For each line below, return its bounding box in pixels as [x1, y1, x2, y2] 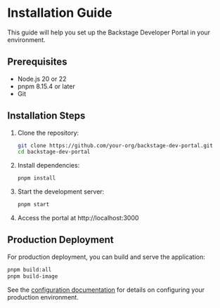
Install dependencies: [17, 161, 80, 170]
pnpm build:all [7, 266, 52, 273]
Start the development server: [17, 187, 105, 196]
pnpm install [17, 175, 56, 182]
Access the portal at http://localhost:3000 [17, 214, 139, 222]
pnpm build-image [7, 272, 58, 280]
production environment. [7, 293, 79, 301]
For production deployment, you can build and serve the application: [7, 253, 206, 261]
